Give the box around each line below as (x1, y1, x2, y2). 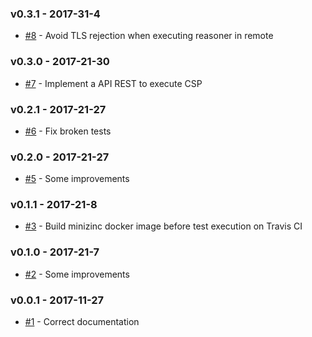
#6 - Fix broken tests (24, 125, 112, 137)
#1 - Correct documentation (24, 316, 140, 328)
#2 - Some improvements (24, 268, 130, 280)
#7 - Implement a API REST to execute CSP (24, 77, 203, 89)
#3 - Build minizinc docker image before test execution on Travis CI (24, 220, 303, 232)
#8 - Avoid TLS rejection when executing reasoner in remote (24, 30, 274, 42)
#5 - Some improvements (24, 173, 130, 185)
